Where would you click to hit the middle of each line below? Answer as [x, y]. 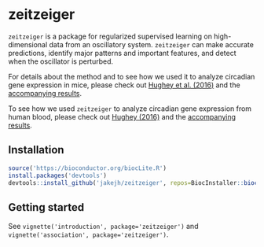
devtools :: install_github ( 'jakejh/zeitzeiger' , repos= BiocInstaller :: [126, 182]
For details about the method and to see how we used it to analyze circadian [132, 76]
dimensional [28, 44]
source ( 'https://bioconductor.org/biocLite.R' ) [88, 168]
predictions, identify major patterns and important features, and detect [123, 53]
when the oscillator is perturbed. [61, 61]
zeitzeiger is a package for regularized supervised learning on [110, 36]
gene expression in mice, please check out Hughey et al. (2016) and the [125, 85]
